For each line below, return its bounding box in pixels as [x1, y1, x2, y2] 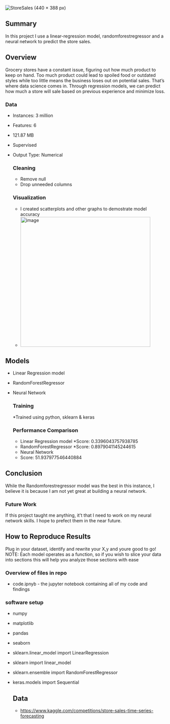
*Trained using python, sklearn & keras [12, 414, 95, 420]
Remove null [20, 176, 46, 182]
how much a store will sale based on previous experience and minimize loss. [5, 88, 165, 94]
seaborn [12, 640, 30, 646]
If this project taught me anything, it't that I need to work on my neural [5, 512, 152, 518]
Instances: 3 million [12, 112, 53, 118]
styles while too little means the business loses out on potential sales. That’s [5, 77, 165, 83]
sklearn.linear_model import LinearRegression [12, 650, 109, 656]
